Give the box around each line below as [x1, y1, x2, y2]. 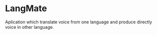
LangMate [5, 3, 48, 14]
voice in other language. [5, 24, 54, 30]
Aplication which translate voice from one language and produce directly [5, 19, 152, 25]
